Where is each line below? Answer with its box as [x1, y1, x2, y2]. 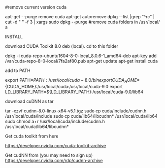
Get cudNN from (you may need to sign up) [5, 152, 93, 158]
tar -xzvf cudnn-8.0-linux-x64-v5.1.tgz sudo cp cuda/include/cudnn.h [5, 108, 147, 114]
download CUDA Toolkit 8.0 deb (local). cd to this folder [5, 43, 119, 49]
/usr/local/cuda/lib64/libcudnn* [5, 123, 69, 130]
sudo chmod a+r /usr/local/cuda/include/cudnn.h [5, 118, 105, 124]
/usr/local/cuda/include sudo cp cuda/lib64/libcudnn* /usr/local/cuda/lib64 [5, 113, 158, 119]
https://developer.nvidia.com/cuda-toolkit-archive [5, 142, 106, 148]
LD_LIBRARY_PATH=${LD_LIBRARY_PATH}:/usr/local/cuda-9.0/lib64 [5, 89, 144, 95]
